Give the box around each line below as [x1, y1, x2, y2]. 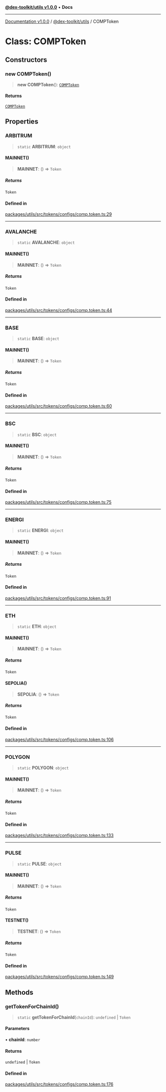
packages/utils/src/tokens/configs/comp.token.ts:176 [5, 1081, 114, 1088]
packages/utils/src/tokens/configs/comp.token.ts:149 [5, 974, 114, 980]
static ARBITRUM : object [17, 143, 71, 149]
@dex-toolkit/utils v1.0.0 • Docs [5, 4, 73, 10]
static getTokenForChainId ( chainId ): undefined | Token [17, 1014, 131, 1020]
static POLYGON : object [17, 765, 69, 771]
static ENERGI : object [17, 528, 64, 534]
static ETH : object [17, 623, 57, 629]
